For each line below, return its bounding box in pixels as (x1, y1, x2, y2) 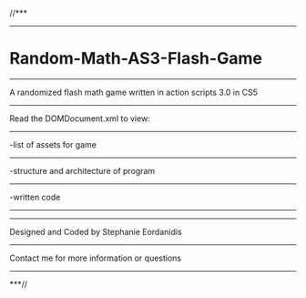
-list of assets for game (9, 139, 97, 149)
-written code (9, 191, 61, 202)
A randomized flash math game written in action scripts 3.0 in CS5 (9, 87, 258, 98)
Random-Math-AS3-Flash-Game (9, 48, 262, 69)
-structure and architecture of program (9, 165, 156, 176)
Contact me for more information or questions (9, 252, 182, 263)
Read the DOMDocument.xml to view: (9, 113, 150, 124)
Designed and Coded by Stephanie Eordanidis (9, 226, 182, 237)
